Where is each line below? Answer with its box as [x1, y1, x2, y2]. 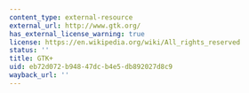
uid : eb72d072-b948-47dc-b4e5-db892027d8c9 [9, 63, 173, 72]
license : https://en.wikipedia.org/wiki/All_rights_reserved [9, 37, 241, 47]
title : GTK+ [9, 54, 53, 63]
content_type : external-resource [9, 12, 133, 22]
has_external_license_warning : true [9, 29, 145, 38]
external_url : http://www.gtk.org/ [9, 21, 141, 30]
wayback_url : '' [9, 71, 69, 80]
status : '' [9, 46, 50, 55]
